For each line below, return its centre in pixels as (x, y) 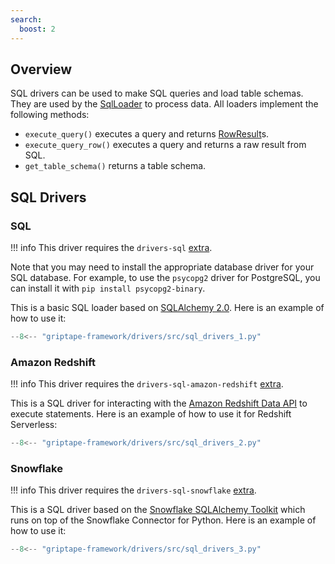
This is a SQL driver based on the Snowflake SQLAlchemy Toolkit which (158, 510)
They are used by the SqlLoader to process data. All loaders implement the (164, 104)
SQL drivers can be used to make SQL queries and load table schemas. (157, 93)
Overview (41, 69)
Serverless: (34, 425)
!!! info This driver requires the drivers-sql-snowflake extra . (133, 490)
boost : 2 (37, 29)
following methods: (50, 115)
